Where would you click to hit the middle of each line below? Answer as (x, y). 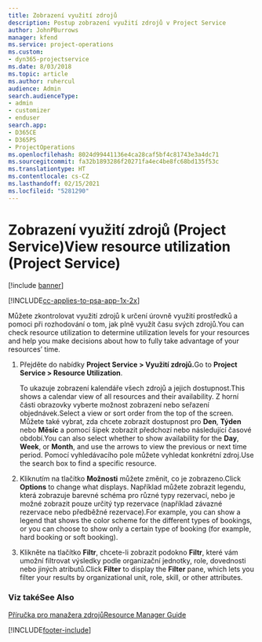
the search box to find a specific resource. (88, 463)
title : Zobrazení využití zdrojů (63, 15)
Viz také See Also (41, 597)
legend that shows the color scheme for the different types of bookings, (136, 520)
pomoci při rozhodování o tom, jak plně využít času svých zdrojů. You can (126, 324)
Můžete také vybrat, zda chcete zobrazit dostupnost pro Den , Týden (130, 421)
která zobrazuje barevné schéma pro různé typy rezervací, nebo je (127, 495)
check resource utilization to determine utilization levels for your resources (129, 332)
